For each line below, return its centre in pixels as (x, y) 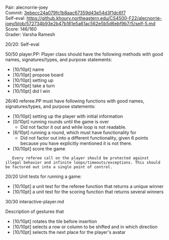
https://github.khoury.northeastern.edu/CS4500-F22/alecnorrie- (94, 18)
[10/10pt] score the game (39, 149)
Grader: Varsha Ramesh (30, 34)
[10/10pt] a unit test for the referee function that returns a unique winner (88, 186)
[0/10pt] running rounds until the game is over (61, 122)
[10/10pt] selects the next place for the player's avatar (69, 232)
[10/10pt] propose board (38, 75)
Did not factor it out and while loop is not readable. (73, 127)
